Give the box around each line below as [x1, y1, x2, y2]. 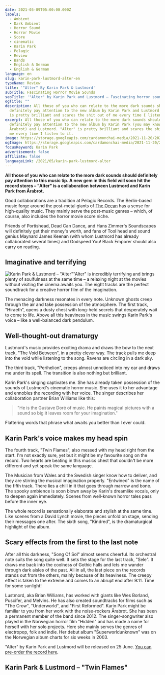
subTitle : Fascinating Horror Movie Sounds [5, 90, 96, 95]
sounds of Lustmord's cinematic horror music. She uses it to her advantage [5, 385, 158, 391]
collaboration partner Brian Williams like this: [5, 395, 95, 401]
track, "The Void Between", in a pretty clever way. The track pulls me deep [5, 350, 156, 356]
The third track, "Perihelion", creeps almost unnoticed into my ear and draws [5, 365, 160, 371]
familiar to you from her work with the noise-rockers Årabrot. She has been [5, 608, 157, 614]
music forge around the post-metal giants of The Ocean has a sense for [5, 203, 150, 209]
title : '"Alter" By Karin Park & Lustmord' [5, 85, 96, 90]
